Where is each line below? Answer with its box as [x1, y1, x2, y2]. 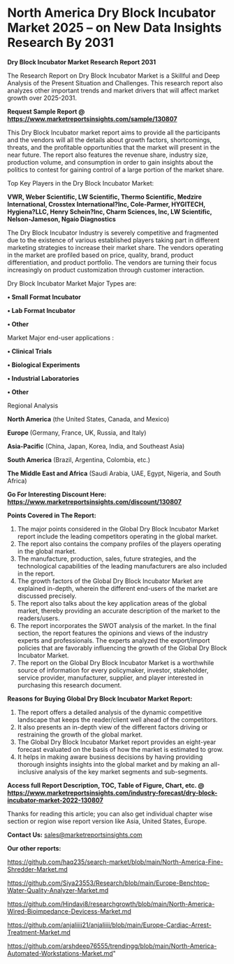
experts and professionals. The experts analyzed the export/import [17, 636, 210, 645]
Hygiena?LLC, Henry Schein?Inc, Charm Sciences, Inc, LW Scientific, [7, 207, 212, 216]
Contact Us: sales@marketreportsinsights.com [7, 830, 143, 839]
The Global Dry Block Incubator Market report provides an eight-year [17, 737, 217, 746]
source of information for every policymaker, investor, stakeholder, [17, 666, 209, 674]
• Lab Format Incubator [7, 306, 75, 314]
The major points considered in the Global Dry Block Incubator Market [17, 524, 219, 533]
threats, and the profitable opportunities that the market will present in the [7, 143, 220, 151]
